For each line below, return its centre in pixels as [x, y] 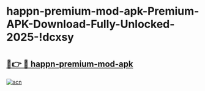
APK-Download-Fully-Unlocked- [91, 24]
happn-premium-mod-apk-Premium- [103, 11]
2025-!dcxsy [40, 37]
